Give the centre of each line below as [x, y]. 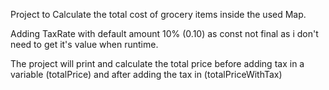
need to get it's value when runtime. [84, 44]
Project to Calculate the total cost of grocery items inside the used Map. [158, 14]
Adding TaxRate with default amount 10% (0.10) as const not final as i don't [164, 33]
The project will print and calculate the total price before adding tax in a [157, 63]
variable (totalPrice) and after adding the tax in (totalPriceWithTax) [146, 74]
